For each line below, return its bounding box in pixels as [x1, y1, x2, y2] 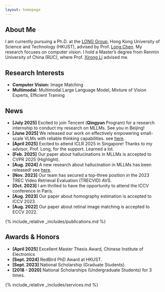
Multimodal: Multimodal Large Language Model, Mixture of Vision [12, 87, 147, 93]
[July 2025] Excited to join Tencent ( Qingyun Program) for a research [12, 120, 155, 126]
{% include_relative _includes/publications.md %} [5, 218, 106, 225]
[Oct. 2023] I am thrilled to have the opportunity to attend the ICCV [12, 183, 149, 189]
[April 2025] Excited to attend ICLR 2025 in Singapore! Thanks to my [12, 141, 153, 147]
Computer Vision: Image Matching [12, 82, 84, 88]
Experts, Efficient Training [12, 92, 65, 98]
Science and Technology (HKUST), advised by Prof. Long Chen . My [5, 44, 142, 50]
